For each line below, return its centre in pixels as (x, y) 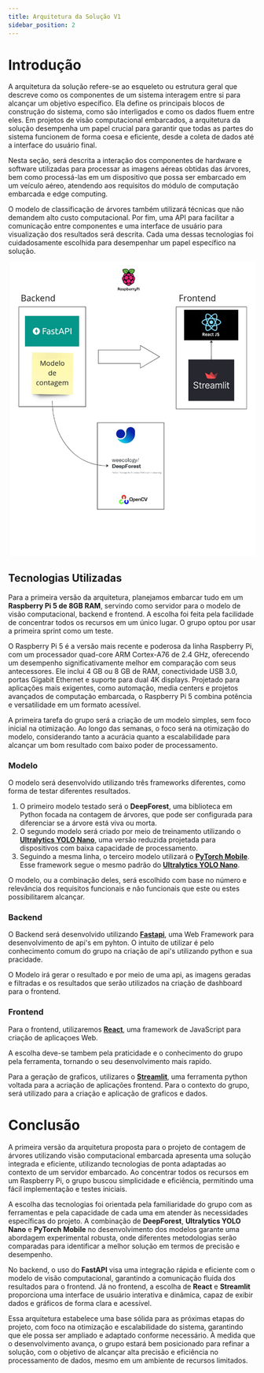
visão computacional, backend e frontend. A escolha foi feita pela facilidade (131, 614)
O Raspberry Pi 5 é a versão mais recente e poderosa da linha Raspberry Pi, (131, 646)
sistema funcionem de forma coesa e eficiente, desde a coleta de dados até (131, 137)
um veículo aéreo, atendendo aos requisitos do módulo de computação (124, 186)
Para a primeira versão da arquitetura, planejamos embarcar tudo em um (126, 597)
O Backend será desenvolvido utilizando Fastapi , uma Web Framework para (131, 935)
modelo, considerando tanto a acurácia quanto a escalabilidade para (119, 736)
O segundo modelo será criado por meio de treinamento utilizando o (130, 832)
